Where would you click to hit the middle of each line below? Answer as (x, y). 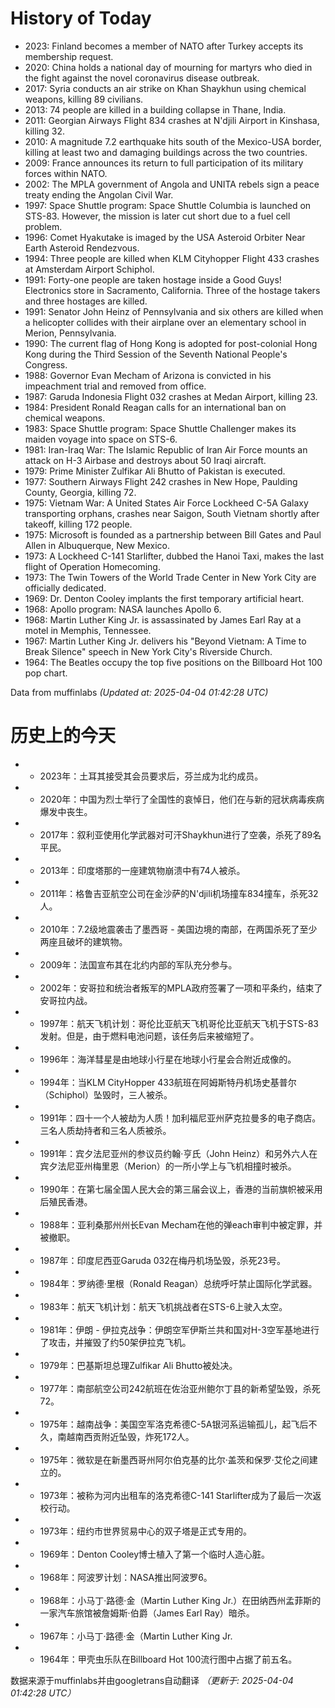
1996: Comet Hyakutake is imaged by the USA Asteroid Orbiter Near (165, 237)
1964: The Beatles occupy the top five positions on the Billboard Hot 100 (173, 662)
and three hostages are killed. (86, 301)
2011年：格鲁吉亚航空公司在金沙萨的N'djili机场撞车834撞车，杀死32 (179, 893)
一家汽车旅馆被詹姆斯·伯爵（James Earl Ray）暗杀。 (147, 1613)
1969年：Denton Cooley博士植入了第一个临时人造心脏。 (155, 1554)
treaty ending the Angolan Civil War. (99, 194)
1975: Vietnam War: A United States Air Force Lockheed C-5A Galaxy (166, 503)
